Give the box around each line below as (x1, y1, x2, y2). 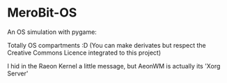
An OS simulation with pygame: (7, 28, 97, 36)
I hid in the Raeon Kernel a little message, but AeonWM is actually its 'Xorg (7, 62, 221, 70)
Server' (7, 69, 29, 77)
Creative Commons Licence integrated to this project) (7, 48, 162, 57)
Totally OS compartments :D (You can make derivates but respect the (7, 41, 207, 49)
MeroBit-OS (7, 5, 77, 21)
